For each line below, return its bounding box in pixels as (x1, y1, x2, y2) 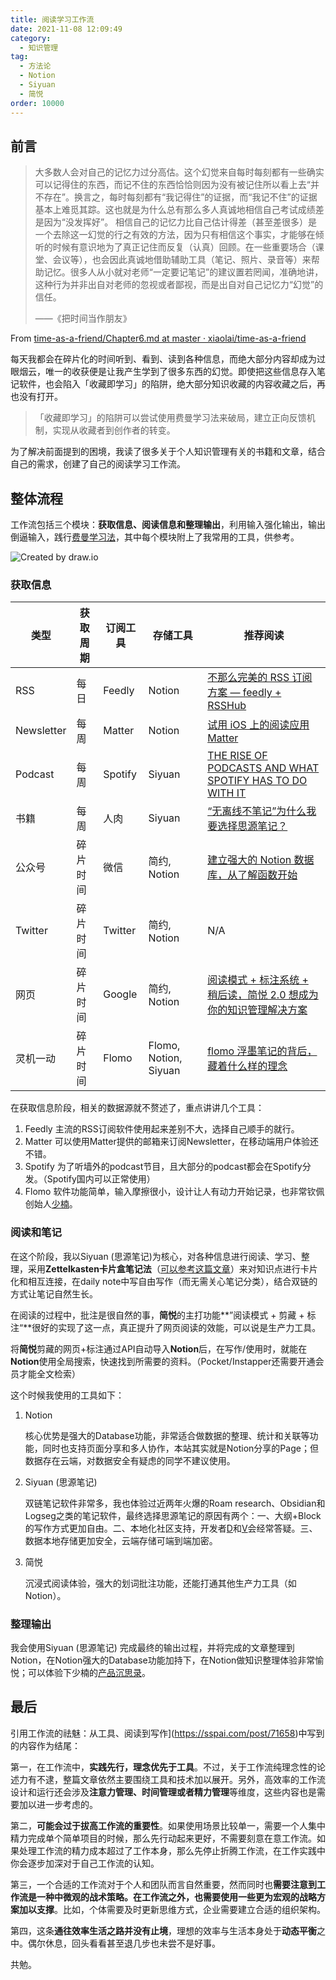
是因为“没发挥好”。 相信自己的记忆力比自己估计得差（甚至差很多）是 (34, 216, 318, 228)
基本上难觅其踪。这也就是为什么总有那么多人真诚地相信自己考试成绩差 (34, 204, 325, 216)
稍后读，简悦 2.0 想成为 (207, 988, 319, 1002)
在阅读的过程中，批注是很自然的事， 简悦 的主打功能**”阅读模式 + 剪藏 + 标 (10, 1309, 317, 1321)
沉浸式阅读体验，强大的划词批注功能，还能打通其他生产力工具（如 (24, 1577, 297, 1589)
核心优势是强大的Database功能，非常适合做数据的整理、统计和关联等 (24, 1429, 310, 1441)
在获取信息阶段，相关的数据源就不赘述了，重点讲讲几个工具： (10, 1102, 265, 1114)
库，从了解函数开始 (207, 868, 298, 882)
